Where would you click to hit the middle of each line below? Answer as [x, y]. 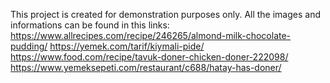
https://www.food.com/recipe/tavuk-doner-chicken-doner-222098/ [149, 57]
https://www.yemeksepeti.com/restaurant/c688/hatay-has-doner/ [146, 67]
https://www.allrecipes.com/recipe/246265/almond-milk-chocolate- [151, 35]
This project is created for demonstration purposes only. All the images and [166, 14]
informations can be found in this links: [90, 25]
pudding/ [29, 46]
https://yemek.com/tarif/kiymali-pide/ [127, 46]
